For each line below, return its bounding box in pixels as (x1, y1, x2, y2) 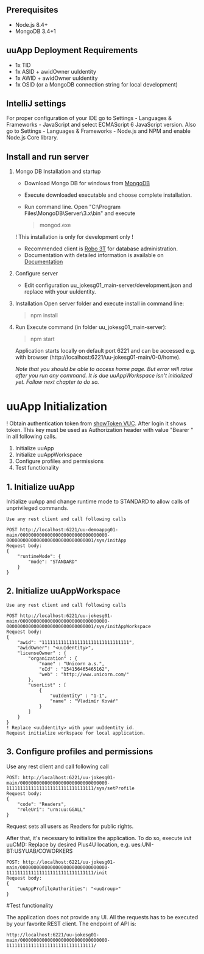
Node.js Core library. (6, 134, 58, 141)
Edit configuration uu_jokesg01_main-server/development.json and (24, 281, 192, 289)
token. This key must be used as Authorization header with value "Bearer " (6, 426, 194, 434)
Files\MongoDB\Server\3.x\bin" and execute (24, 210, 136, 217)
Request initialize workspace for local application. (6, 730, 146, 736)
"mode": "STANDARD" (28, 559, 78, 565)
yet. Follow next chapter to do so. (15, 378, 99, 386)
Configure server (15, 270, 58, 277)
